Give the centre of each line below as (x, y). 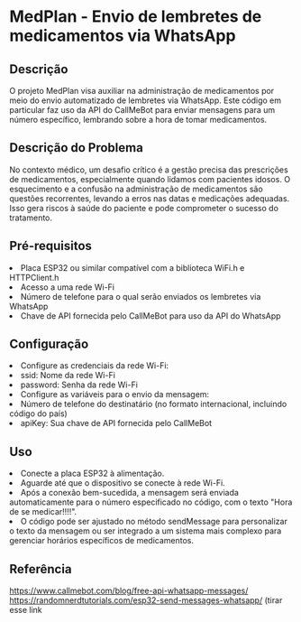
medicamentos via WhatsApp (123, 36)
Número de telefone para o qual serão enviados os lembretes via (141, 296)
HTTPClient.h (34, 277)
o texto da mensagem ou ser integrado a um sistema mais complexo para (146, 531)
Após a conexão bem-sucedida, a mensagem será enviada (130, 493)
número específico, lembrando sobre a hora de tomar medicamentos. (138, 120)
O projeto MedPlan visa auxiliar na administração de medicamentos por (142, 91)
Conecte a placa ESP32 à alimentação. (93, 473)
